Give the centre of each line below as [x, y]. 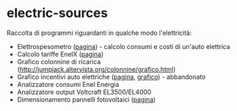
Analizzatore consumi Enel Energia [68, 84]
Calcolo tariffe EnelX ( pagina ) [60, 54]
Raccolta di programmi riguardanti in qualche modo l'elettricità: [99, 33]
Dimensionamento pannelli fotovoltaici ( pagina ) [86, 99]
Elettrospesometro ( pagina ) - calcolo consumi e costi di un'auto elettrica [123, 46]
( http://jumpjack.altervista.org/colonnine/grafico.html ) [96, 69]
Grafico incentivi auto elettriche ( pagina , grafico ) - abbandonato [111, 77]
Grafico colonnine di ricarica [59, 61]
